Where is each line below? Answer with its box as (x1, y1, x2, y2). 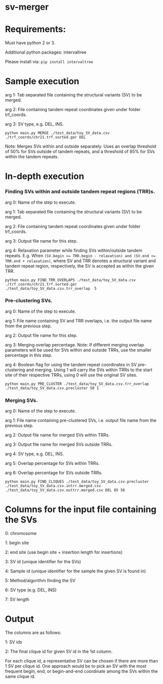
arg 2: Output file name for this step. (5, 332, 78, 338)
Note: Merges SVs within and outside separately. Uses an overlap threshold (5, 143, 157, 150)
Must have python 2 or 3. (5, 40, 55, 46)
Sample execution (5, 76, 79, 87)
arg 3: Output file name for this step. (5, 238, 78, 244)
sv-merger (5, 1, 49, 13)
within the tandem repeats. (5, 154, 59, 160)
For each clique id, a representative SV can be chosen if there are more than (5, 658, 158, 664)
